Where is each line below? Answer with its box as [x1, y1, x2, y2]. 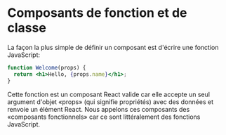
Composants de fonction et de [7, 5, 187, 21]
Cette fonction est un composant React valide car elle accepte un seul [7, 90, 211, 98]
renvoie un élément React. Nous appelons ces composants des [7, 105, 190, 113]
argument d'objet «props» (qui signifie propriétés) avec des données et [7, 97, 214, 106]
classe [7, 20, 47, 36]
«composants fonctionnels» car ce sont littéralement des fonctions [7, 112, 201, 121]
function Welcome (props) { [7, 64, 86, 71]
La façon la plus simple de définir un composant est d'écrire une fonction [7, 43, 219, 51]
